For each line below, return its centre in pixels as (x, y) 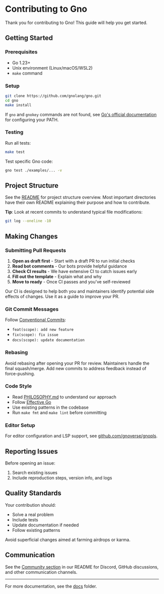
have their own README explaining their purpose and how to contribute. (78, 202)
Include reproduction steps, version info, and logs (62, 478)
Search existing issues (35, 472)
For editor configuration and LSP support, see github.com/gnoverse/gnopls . (81, 436)
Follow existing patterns (36, 530)
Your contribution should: (31, 505)
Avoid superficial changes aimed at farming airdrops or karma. (68, 540)
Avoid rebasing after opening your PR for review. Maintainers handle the (77, 363)
